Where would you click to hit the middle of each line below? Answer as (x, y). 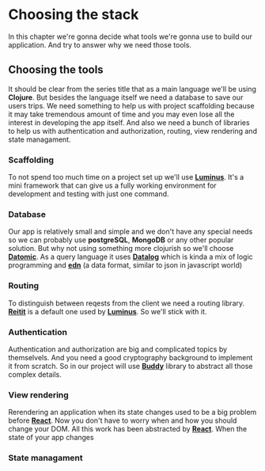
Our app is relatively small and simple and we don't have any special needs (131, 232)
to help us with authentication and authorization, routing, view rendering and (132, 131)
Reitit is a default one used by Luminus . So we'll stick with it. (108, 311)
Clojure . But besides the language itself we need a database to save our (126, 97)
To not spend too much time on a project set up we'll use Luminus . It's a (126, 177)
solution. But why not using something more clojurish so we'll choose (121, 249)
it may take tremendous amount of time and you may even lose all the (121, 114)
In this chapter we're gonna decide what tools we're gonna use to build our (131, 36)
